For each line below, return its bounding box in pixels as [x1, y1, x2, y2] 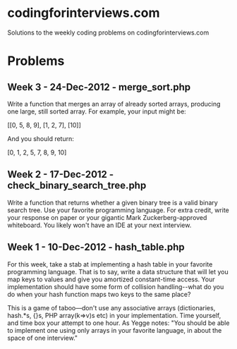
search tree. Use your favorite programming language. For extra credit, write [7, 206, 229, 214]
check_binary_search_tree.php [7, 180, 147, 192]
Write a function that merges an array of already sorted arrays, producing [7, 99, 221, 108]
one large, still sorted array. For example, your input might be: [7, 107, 187, 116]
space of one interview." [7, 333, 78, 342]
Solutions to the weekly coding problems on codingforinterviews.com [7, 28, 209, 37]
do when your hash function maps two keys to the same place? [7, 290, 191, 298]
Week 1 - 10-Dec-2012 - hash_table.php [7, 241, 185, 253]
